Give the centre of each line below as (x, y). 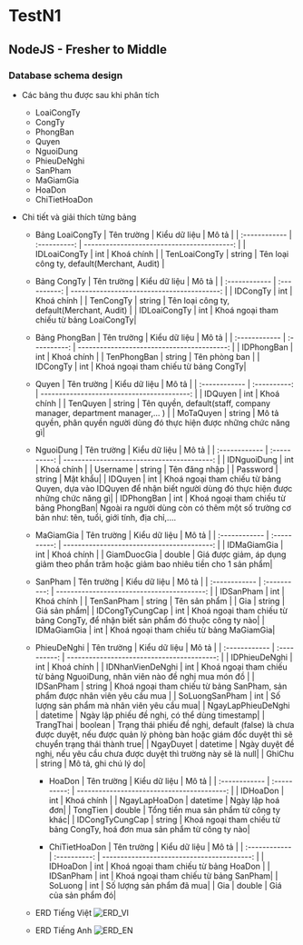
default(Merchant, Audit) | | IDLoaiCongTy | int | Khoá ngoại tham (156, 310)
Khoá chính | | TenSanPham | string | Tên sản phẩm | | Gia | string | (160, 601)
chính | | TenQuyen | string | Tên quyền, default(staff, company (153, 403)
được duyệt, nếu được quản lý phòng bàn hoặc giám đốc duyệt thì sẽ (164, 734)
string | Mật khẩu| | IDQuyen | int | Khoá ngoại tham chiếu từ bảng (158, 479)
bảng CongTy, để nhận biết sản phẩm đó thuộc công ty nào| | (150, 620)
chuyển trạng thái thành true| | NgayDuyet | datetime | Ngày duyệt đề (165, 744)
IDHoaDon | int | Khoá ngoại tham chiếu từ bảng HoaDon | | (159, 866)
